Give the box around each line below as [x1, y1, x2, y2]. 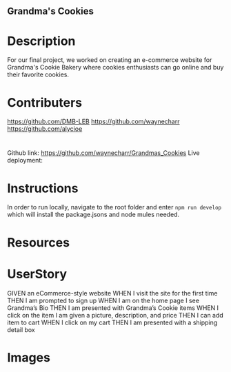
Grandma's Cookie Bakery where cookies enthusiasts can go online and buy [7, 63, 224, 72]
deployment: [7, 156, 43, 165]
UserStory [7, 266, 68, 282]
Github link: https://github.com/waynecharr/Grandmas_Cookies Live [7, 149, 200, 157]
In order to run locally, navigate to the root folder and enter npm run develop [7, 203, 222, 211]
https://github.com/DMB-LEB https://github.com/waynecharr [7, 117, 180, 126]
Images [7, 349, 50, 365]
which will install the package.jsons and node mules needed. [7, 210, 180, 219]
